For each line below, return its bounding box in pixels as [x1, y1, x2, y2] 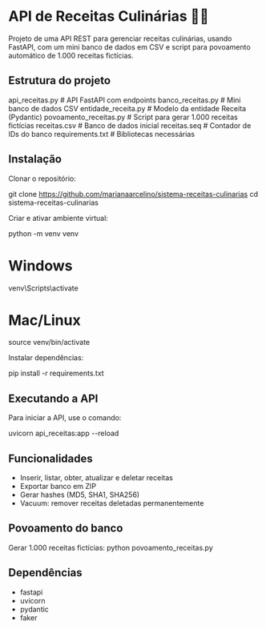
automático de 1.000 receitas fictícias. [8, 50, 134, 60]
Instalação [8, 152, 62, 166]
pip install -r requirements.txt [8, 368, 104, 379]
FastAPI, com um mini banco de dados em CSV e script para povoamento [8, 42, 251, 51]
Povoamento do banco [8, 522, 123, 535]
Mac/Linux [8, 311, 82, 329]
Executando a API [8, 391, 99, 405]
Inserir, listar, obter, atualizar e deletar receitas [19, 473, 174, 483]
